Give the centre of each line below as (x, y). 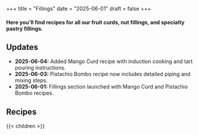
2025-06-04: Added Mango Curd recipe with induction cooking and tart (104, 61)
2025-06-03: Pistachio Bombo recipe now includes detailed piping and (102, 74)
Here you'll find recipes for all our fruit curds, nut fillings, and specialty (96, 22)
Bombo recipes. (34, 93)
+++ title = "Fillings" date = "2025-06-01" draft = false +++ (79, 9)
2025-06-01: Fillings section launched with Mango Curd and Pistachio (101, 87)
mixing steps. (31, 80)
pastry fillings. (25, 29)
